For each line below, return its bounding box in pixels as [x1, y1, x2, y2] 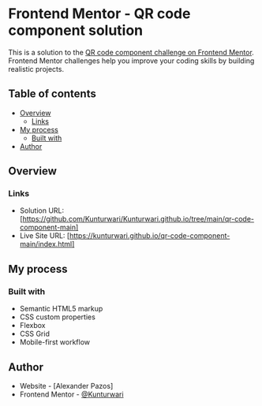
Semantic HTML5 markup [19, 304, 103, 314]
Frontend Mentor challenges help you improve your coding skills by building [8, 56, 255, 65]
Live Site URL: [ [19, 231, 70, 240]
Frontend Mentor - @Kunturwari [19, 389, 124, 399]
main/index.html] [19, 240, 75, 249]
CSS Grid [19, 329, 50, 339]
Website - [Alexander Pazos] [19, 381, 114, 390]
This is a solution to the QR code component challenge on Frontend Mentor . [8, 47, 254, 57]
